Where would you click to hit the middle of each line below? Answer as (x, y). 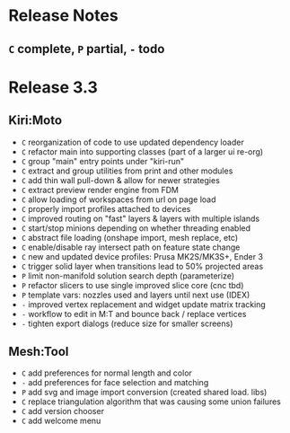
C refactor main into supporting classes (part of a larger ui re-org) (142, 151)
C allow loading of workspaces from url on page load (119, 199)
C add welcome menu (61, 421)
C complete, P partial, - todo (87, 49)
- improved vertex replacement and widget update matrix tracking (143, 304)
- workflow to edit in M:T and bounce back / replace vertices (134, 314)
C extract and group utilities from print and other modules (127, 171)
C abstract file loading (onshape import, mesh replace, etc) (130, 237)
